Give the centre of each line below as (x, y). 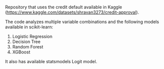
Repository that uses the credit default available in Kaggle (64, 7)
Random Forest (28, 47)
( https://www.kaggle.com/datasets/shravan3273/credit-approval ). (72, 12)
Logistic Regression (32, 36)
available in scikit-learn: (29, 27)
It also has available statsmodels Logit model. (51, 61)
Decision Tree (26, 42)
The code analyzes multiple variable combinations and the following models (82, 22)
